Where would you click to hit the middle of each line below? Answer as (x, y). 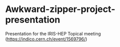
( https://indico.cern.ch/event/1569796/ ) (46, 39)
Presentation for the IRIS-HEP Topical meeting (53, 33)
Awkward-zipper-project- (60, 9)
